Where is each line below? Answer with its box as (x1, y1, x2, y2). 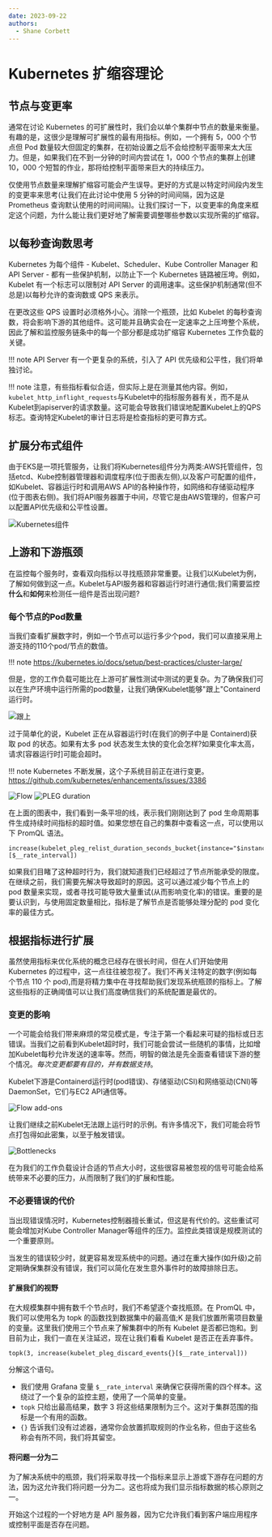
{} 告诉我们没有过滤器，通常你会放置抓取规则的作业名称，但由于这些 (19, 1422, 250, 1432)
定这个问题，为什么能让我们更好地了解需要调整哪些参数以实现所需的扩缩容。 (8, 210, 264, 220)
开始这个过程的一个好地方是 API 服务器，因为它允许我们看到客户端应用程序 (8, 1509, 258, 1519)
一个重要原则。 (8, 1235, 58, 1245)
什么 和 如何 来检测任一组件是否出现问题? (8, 589, 140, 599)
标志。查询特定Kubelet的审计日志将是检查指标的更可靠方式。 (8, 413, 212, 423)
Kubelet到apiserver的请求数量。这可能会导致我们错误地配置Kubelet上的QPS (8, 402, 261, 412)
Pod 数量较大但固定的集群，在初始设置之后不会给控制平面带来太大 (23, 143, 245, 152)
